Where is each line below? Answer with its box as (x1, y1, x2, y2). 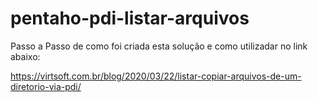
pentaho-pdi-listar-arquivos (10, 7, 250, 30)
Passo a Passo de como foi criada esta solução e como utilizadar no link (10, 40, 308, 52)
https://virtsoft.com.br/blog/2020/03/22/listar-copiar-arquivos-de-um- (10, 70, 302, 82)
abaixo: (10, 50, 41, 62)
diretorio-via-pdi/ (10, 80, 82, 92)
